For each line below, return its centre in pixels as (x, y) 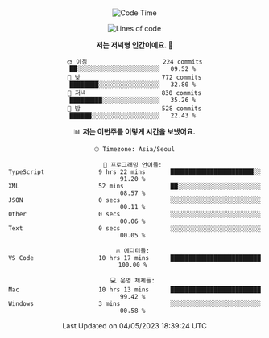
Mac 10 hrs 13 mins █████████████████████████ (134, 290)
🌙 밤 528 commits (134, 109)
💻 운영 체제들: (133, 281)
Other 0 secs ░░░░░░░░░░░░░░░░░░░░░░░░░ (134, 214)
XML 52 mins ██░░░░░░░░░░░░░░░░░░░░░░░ (134, 186)
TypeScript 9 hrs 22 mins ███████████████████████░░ (134, 172)
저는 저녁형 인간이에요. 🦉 (134, 45)
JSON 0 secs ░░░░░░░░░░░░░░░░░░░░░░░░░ (134, 200)
